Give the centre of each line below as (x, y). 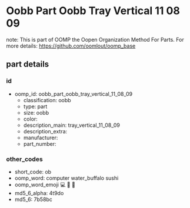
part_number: (40, 144)
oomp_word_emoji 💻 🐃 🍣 (45, 184)
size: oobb (36, 112)
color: (31, 119)
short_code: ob (33, 172)
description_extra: (45, 131)
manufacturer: (41, 137)
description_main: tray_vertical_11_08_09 (72, 125)
